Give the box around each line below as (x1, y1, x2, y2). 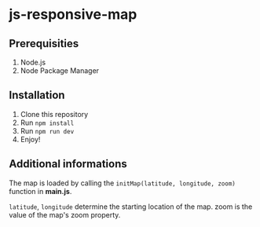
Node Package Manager (20, 66, 100, 75)
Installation (9, 89, 65, 102)
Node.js (20, 57, 46, 67)
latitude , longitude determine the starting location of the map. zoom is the (9, 202, 253, 211)
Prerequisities (9, 37, 79, 50)
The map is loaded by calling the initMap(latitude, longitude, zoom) (9, 178, 236, 188)
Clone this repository (20, 109, 89, 119)
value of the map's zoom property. (9, 210, 121, 219)
